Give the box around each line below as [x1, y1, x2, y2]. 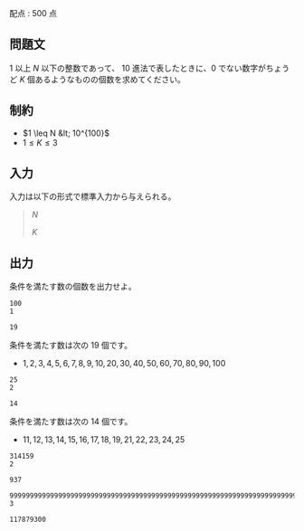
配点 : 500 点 [9, 8, 57, 18]
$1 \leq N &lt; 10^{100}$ [22, 128, 110, 138]
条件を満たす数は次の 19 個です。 [9, 340, 133, 351]
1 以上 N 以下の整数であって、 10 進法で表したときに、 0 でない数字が [9, 62, 267, 73]
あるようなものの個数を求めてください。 [34, 73, 185, 84]
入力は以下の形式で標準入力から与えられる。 [9, 191, 176, 202]
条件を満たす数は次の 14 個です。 [9, 416, 133, 427]
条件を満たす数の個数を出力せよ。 [9, 281, 137, 292]
